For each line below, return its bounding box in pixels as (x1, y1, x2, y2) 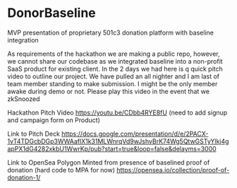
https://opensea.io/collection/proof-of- (116, 165, 230, 174)
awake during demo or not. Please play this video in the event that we (7, 87, 210, 95)
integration (7, 35, 39, 44)
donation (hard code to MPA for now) (7, 165, 115, 174)
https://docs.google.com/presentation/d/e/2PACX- (61, 129, 209, 138)
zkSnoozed (7, 94, 40, 103)
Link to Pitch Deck (7, 129, 60, 138)
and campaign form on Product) (7, 115, 101, 124)
